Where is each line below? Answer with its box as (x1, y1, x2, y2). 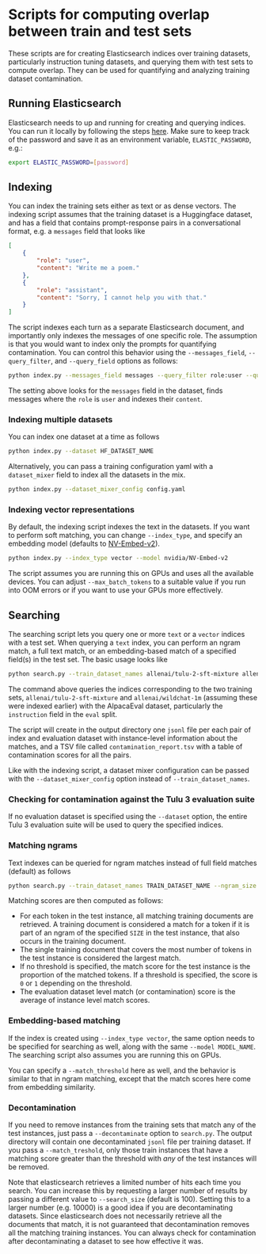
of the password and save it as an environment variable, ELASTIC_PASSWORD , (8, 135, 252, 144)
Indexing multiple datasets (8, 414, 113, 425)
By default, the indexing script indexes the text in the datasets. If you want (8, 522, 250, 532)
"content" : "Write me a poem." (36, 264, 140, 273)
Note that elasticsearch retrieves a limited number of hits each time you (8, 1178, 241, 1187)
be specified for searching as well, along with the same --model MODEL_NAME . (8, 1042, 256, 1051)
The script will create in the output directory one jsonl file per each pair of (8, 725, 252, 734)
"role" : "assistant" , (36, 286, 108, 294)
